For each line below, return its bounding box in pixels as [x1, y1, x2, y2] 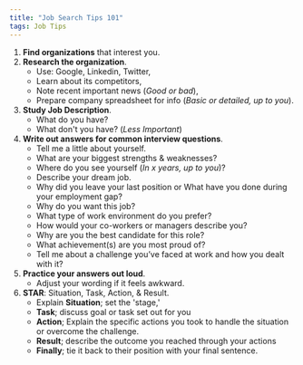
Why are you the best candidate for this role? [35, 229, 205, 240]
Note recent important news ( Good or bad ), [35, 85, 199, 96]
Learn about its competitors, [35, 75, 142, 86]
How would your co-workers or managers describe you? [35, 219, 248, 231]
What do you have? [35, 114, 109, 125]
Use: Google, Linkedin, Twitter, [35, 65, 151, 77]
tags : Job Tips [9, 22, 67, 31]
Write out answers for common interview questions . [22, 133, 224, 144]
